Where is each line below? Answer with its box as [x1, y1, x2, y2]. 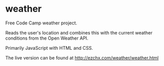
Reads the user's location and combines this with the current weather [5, 29, 153, 36]
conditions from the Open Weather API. [5, 35, 88, 41]
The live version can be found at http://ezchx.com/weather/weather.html [5, 54, 159, 61]
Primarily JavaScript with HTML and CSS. [5, 45, 94, 51]
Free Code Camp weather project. [5, 20, 78, 26]
